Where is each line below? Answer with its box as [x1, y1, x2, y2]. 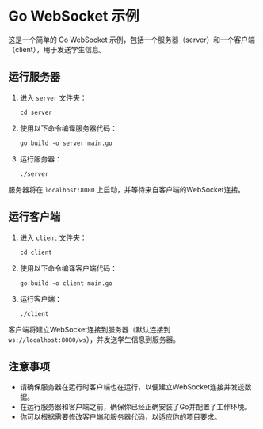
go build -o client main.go [19, 279, 112, 287]
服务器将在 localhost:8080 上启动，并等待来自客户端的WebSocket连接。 [8, 184, 246, 194]
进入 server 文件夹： [19, 93, 87, 102]
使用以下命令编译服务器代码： [19, 123, 117, 133]
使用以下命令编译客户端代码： [19, 263, 117, 273]
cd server [19, 108, 53, 116]
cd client [19, 249, 53, 256]
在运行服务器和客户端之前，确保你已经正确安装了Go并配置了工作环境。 [19, 402, 252, 412]
